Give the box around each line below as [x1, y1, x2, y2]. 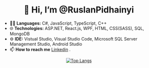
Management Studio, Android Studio [9, 41, 82, 47]
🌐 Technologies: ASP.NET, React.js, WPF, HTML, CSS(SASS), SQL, [9, 25, 144, 31]
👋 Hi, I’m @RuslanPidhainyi [24, 4, 134, 15]
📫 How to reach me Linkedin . [9, 46, 71, 52]
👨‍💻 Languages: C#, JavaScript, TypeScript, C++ [9, 20, 107, 26]
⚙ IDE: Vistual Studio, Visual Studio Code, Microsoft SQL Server [9, 36, 138, 41]
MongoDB [9, 31, 30, 37]
